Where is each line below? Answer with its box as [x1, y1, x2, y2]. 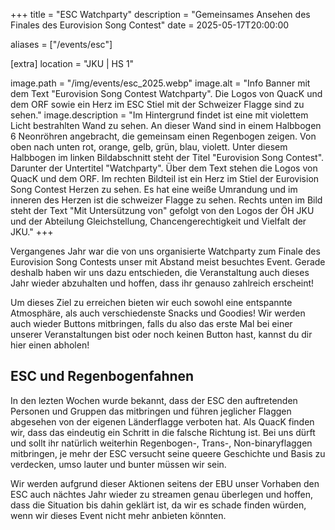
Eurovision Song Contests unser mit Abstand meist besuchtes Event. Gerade [10, 256, 326, 268]
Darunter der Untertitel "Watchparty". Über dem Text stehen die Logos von [10, 162, 318, 174]
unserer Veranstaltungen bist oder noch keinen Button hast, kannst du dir [10, 329, 313, 340]
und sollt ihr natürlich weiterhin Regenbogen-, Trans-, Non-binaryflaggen [10, 437, 313, 449]
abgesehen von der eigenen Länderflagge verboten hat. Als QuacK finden [10, 415, 315, 428]
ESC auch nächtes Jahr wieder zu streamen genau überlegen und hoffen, [10, 488, 314, 500]
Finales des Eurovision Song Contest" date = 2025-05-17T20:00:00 [10, 19, 290, 31]
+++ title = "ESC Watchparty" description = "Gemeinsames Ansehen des [10, 9, 311, 20]
